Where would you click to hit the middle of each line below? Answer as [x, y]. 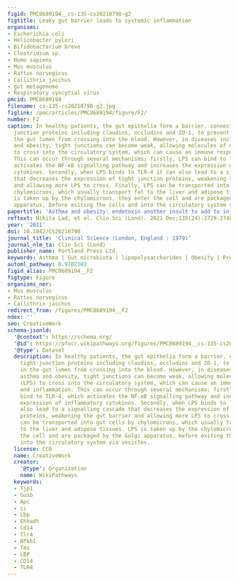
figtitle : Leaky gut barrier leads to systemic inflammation [100, 21]
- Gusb [23, 495]
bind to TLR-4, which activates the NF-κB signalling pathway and [120, 396]
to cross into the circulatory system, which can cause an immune [114, 152]
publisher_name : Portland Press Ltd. [63, 251]
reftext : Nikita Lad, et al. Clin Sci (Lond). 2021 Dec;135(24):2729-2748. [121, 218]
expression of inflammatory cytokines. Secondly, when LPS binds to [123, 403]
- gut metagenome [33, 86]
